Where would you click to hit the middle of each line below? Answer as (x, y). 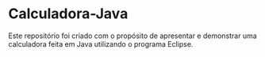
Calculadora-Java (68, 14)
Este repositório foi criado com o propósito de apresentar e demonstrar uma (133, 36)
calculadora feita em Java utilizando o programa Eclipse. (101, 44)
